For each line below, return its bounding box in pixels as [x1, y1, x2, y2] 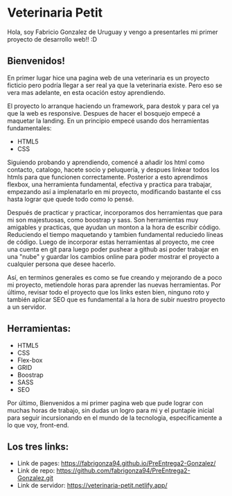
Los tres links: [7, 441, 69, 452]
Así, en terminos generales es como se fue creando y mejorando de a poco [7, 273, 222, 281]
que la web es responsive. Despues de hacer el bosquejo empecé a [7, 109, 201, 117]
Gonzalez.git [17, 474, 54, 482]
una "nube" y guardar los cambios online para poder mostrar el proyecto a [7, 252, 220, 260]
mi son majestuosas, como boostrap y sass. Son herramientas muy [7, 215, 199, 224]
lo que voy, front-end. [7, 420, 69, 429]
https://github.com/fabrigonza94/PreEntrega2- [56, 466, 190, 475]
